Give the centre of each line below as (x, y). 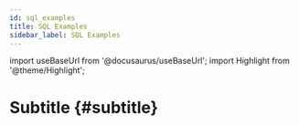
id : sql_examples (43, 18)
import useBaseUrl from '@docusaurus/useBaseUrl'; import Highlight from (149, 61)
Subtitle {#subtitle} (84, 107)
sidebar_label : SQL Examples (65, 35)
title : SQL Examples (49, 26)
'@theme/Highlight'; (47, 70)
